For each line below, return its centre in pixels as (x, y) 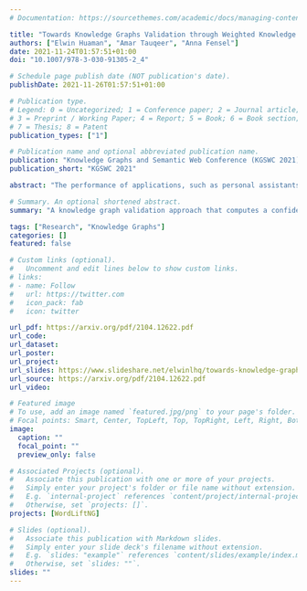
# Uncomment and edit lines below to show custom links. (124, 269)
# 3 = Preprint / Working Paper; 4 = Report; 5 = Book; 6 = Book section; (155, 118)
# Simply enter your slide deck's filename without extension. (136, 547)
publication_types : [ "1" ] (58, 135)
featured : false (40, 244)
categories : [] (38, 235)
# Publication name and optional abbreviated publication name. (134, 152)
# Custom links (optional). (63, 260)
